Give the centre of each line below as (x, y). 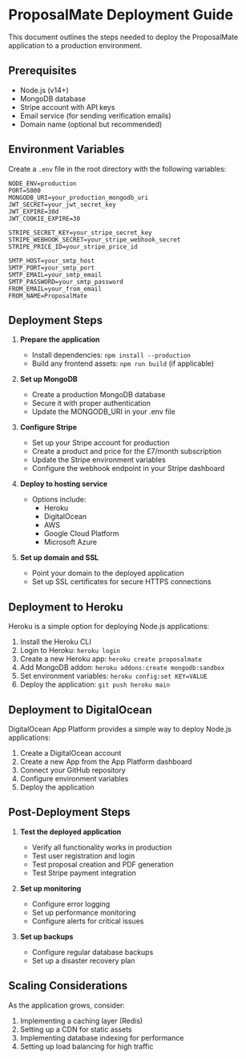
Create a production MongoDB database (99, 395)
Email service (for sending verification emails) (95, 116)
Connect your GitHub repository (73, 770)
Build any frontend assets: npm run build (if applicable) (123, 363)
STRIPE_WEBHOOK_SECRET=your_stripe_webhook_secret (95, 239)
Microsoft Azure (71, 542)
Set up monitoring (50, 888)
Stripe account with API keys (67, 107)
